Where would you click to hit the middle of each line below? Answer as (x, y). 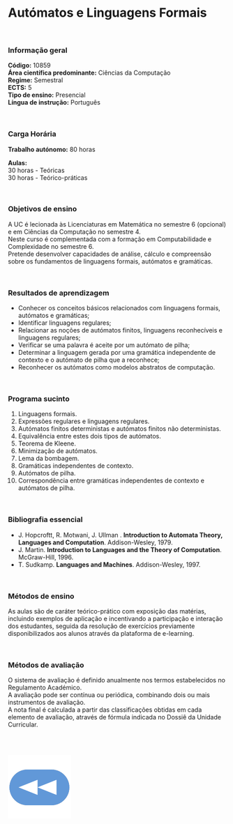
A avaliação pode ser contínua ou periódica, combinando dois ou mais (109, 695)
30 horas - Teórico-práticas (48, 177)
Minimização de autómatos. (58, 451)
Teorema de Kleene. (47, 443)
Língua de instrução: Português (54, 102)
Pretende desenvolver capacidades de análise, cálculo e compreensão (110, 254)
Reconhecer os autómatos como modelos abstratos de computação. (116, 367)
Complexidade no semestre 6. (51, 246)
